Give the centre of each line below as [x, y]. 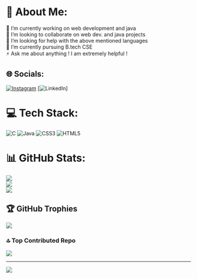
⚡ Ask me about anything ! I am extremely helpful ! [67, 53]
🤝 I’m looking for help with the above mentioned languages [77, 40]
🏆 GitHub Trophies [42, 209]
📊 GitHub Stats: [46, 158]
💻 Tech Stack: [42, 113]
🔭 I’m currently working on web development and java [71, 28]
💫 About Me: [37, 12]
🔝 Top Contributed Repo [41, 241]
